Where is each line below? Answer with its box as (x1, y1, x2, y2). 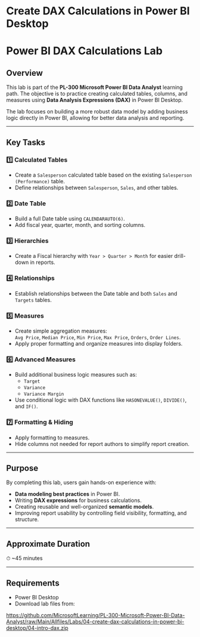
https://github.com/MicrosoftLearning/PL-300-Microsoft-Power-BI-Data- (6, 612, 185, 619)
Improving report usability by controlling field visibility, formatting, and (14, 509, 187, 517)
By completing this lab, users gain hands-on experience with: (6, 479, 157, 486)
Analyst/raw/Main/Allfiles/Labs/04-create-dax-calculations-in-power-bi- (6, 618, 185, 625)
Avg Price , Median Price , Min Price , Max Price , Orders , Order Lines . (14, 334, 181, 341)
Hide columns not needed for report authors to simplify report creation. (14, 440, 189, 447)
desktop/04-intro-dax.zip (6, 624, 68, 632)
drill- (174, 253, 186, 260)
